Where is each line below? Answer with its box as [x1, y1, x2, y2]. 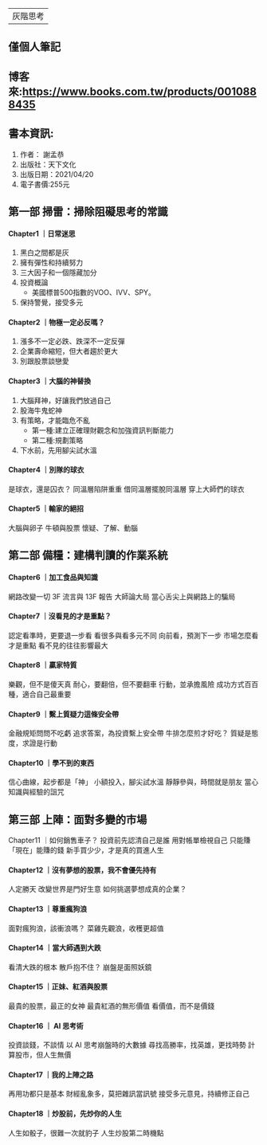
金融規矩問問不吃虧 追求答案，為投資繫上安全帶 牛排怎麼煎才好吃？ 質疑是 [8, 728, 252, 738]
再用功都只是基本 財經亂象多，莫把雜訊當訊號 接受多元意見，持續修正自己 [8, 1089, 249, 1099]
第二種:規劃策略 [31, 435, 84, 445]
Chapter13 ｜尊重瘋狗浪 [8, 904, 88, 914]
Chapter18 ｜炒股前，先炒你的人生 [8, 1109, 122, 1119]
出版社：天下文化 [19, 159, 77, 169]
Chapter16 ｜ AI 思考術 [8, 1021, 84, 1030]
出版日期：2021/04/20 [19, 169, 94, 178]
